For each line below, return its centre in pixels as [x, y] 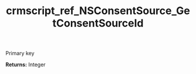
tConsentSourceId [98, 23]
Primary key [20, 53]
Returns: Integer [26, 65]
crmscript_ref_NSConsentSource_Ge [98, 11]
